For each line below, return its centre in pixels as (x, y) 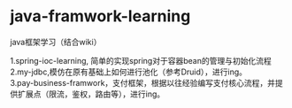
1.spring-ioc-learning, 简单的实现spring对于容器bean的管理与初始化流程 (141, 60)
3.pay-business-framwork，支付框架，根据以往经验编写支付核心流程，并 (143, 82)
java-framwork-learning (100, 16)
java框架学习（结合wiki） (56, 42)
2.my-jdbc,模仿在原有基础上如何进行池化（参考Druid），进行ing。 (128, 72)
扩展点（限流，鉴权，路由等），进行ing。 (91, 94)
